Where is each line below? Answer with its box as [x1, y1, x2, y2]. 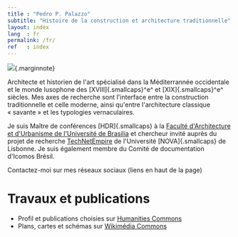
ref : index [7, 43, 50, 51]
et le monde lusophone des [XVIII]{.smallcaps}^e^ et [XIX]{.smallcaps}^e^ [7, 85, 224, 93]
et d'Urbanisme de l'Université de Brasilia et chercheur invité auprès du [7, 130, 217, 137]
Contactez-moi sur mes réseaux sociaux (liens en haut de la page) [7, 166, 203, 174]
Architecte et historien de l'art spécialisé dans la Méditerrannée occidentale [7, 78, 229, 86]
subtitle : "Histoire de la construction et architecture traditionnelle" [7, 17, 232, 24]
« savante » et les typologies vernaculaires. [7, 108, 135, 116]
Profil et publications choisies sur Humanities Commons [17, 214, 182, 223]
